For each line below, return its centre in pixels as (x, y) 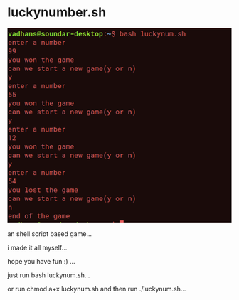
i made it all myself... (37, 247)
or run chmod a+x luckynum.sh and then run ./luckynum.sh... (97, 289)
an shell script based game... (50, 234)
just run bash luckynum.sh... (49, 275)
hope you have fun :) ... (42, 261)
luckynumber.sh (57, 12)
